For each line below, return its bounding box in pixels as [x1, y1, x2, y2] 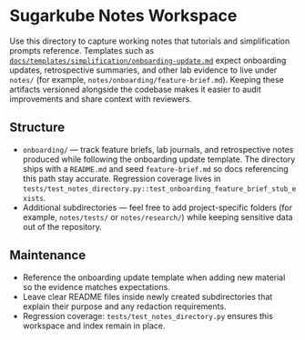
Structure [9, 120, 66, 135]
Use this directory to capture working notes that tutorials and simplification [9, 35, 290, 46]
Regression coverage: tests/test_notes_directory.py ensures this [22, 310, 273, 321]
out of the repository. [22, 221, 103, 232]
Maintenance [9, 247, 86, 264]
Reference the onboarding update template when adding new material [22, 272, 286, 283]
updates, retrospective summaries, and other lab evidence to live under [9, 65, 278, 75]
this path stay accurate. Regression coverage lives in [22, 173, 221, 184]
